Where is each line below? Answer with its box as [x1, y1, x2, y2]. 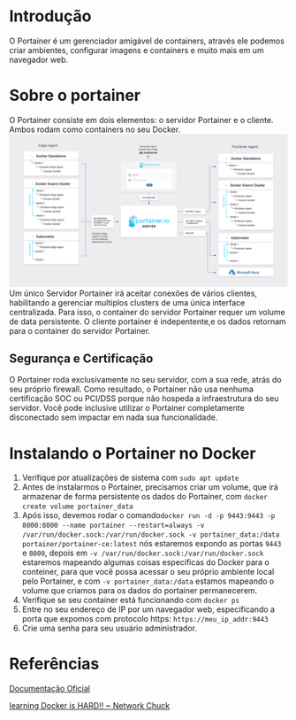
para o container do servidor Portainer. [9, 325, 151, 336]
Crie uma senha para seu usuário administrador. [21, 623, 197, 634]
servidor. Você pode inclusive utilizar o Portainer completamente [9, 403, 245, 414]
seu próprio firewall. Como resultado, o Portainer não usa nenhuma [9, 383, 254, 395]
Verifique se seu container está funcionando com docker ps [21, 595, 240, 606]
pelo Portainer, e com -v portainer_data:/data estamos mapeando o [21, 576, 275, 586]
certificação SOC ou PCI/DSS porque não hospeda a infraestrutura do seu [9, 393, 279, 404]
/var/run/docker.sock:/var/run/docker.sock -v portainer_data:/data [21, 530, 280, 539]
